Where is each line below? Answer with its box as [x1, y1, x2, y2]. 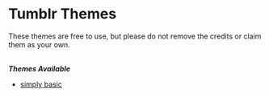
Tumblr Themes [8, 5, 117, 23]
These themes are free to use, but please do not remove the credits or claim [8, 31, 262, 41]
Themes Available [8, 63, 71, 73]
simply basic [19, 79, 63, 89]
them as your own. [8, 39, 70, 49]
